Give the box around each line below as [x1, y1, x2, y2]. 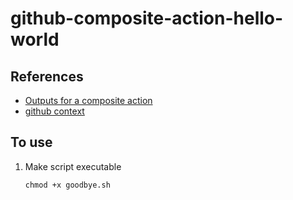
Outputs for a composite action [24, 95, 153, 106]
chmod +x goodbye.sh [24, 180, 111, 190]
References [10, 68, 84, 85]
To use [10, 134, 53, 151]
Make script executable [24, 160, 122, 172]
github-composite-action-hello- [10, 7, 284, 30]
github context [24, 105, 85, 117]
